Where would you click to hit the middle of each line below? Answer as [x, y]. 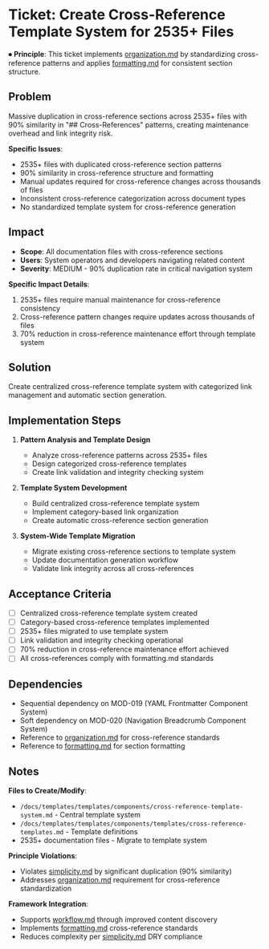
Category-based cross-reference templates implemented [114, 623]
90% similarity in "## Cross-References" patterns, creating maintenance [128, 124]
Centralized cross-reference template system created [109, 613]
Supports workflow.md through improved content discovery [119, 919]
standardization [46, 888]
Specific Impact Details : [49, 284]
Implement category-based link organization [105, 512]
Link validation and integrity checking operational [101, 640]
